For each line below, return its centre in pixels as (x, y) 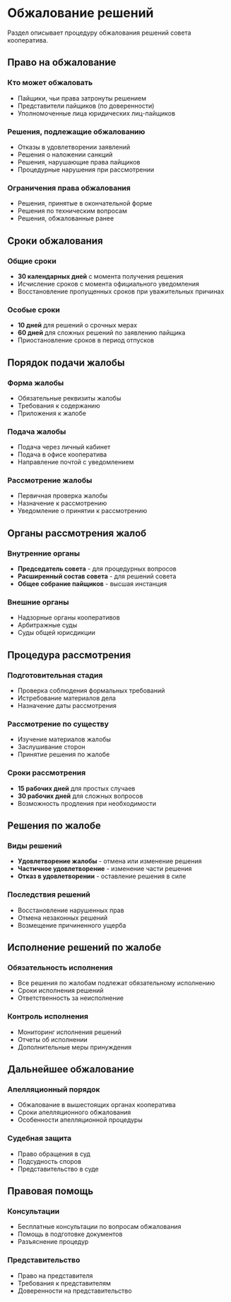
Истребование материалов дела (67, 698)
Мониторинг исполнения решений (69, 1032)
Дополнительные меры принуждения (75, 1047)
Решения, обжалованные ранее (66, 218)
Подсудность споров (49, 1161)
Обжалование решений (81, 13)
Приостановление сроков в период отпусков (86, 340)
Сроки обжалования (55, 241)
